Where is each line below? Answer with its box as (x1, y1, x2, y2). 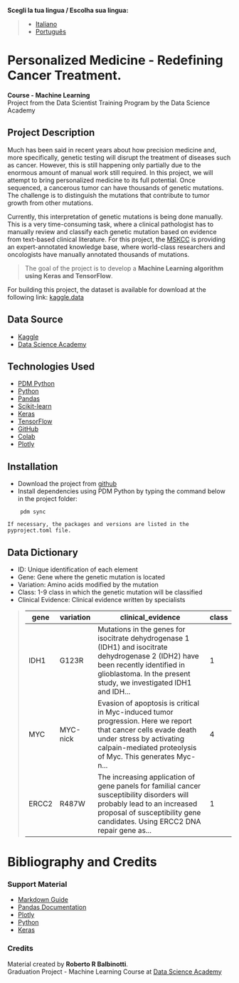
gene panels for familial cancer (97, 781, 201, 791)
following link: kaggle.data (7, 293, 84, 301)
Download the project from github (17, 480, 117, 488)
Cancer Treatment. (7, 68, 122, 84)
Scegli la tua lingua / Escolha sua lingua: (7, 6, 129, 14)
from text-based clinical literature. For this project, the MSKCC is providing (7, 235, 226, 243)
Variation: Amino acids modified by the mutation (17, 580, 159, 589)
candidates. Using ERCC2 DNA (97, 816, 201, 826)
